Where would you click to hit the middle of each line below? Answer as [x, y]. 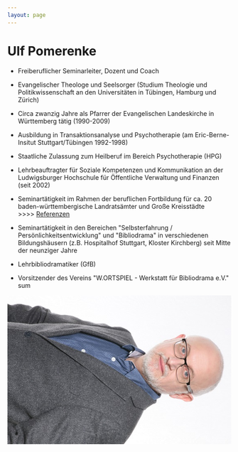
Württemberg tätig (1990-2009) [64, 121]
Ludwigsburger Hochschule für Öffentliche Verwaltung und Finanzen [118, 177]
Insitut [27, 142]
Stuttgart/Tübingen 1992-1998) [83, 142]
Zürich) [28, 99]
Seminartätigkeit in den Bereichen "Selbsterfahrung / [95, 227]
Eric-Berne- [212, 134]
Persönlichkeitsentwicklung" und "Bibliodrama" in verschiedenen [113, 235]
